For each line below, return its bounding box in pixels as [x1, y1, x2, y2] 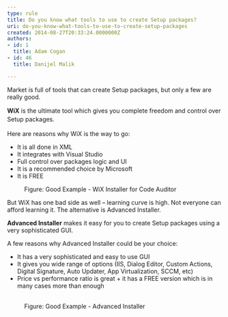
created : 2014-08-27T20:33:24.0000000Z [7, 29, 121, 36]
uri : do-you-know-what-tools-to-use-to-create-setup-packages [7, 23, 188, 29]
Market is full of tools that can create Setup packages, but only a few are [7, 85, 212, 94]
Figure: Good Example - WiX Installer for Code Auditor [24, 185, 177, 193]
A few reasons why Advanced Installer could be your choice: [7, 240, 178, 248]
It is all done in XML [16, 143, 73, 151]
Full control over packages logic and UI [16, 158, 128, 166]
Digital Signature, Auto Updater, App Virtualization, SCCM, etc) [16, 267, 193, 275]
